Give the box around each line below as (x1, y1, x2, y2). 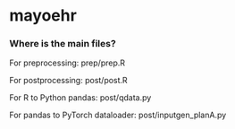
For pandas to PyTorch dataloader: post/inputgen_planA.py (9, 109, 227, 121)
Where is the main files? (9, 38, 116, 50)
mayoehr (9, 5, 78, 26)
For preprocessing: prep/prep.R (9, 57, 126, 68)
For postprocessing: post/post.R (9, 75, 128, 86)
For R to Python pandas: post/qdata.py (9, 92, 152, 103)
